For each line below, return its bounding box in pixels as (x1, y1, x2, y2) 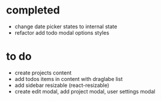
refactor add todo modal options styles (14, 29, 110, 36)
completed (6, 4, 60, 17)
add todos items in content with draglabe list (14, 75, 123, 82)
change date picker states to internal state (14, 23, 117, 30)
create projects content (14, 69, 72, 76)
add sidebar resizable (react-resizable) (14, 82, 110, 89)
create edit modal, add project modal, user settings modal (14, 87, 155, 95)
